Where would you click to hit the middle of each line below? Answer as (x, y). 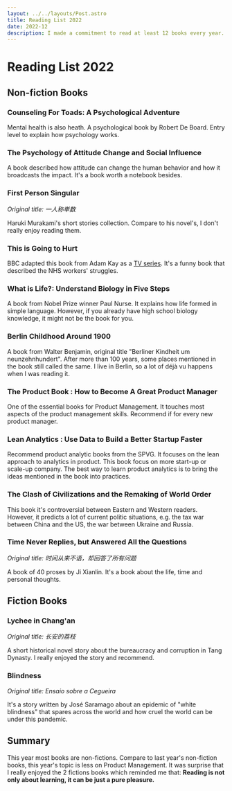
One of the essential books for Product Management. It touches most (106, 407)
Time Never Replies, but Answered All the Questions (97, 542)
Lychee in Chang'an (41, 621)
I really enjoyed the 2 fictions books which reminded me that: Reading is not (116, 772)
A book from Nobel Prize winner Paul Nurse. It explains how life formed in (112, 304)
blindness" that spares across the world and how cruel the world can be (110, 711)
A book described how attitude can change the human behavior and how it (114, 168)
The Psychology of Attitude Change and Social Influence (105, 153)
